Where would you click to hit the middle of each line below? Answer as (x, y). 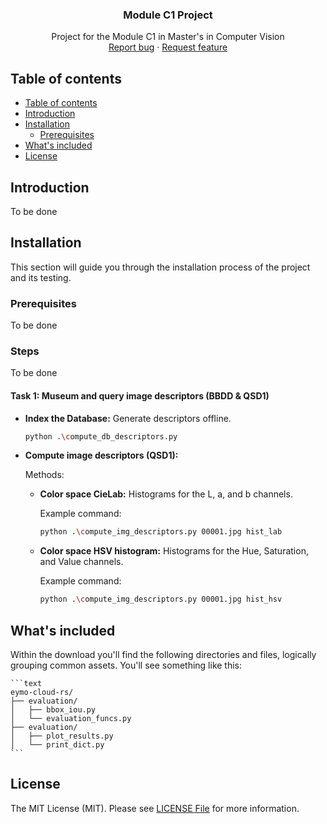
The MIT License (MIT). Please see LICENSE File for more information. (155, 808)
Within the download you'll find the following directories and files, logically (163, 654)
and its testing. (41, 277)
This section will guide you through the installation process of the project (160, 267)
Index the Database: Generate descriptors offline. (128, 418)
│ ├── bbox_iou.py (53, 709)
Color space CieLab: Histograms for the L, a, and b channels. (166, 494)
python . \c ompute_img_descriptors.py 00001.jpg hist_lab (161, 532)
